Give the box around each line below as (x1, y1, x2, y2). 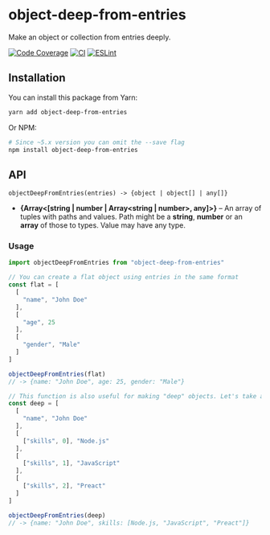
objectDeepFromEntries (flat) (8, 370, 106, 378)
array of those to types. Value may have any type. (19, 220, 186, 230)
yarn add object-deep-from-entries (8, 108, 128, 116)
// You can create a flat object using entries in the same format (8, 274, 239, 282)
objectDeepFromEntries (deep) (8, 511, 106, 520)
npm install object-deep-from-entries (8, 146, 138, 154)
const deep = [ (8, 400, 59, 408)
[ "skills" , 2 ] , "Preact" (22, 482, 106, 490)
